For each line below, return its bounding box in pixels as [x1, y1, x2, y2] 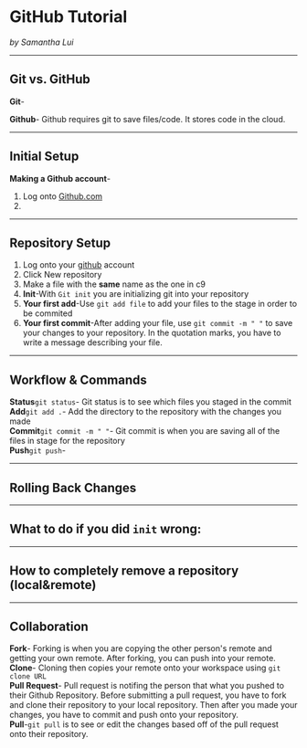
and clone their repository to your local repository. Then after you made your [9, 700, 298, 711]
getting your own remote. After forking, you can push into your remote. [9, 653, 276, 664]
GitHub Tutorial [9, 6, 128, 27]
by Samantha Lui [9, 37, 74, 47]
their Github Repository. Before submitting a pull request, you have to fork [9, 690, 287, 701]
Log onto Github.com [22, 190, 103, 202]
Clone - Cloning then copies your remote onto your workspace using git [9, 662, 281, 673]
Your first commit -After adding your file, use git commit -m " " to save [22, 318, 293, 329]
